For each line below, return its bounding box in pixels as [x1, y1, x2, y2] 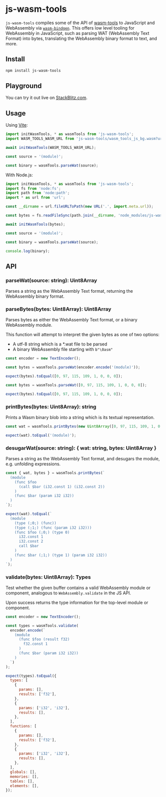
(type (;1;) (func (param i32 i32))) [14, 525, 92, 530]
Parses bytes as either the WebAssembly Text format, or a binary [5, 317, 137, 323]
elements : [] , [10, 783, 39, 788]
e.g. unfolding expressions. [5, 461, 61, 467]
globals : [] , [10, 769, 37, 774]
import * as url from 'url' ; [5, 195, 66, 200]
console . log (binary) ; [5, 248, 50, 253]
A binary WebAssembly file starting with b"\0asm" [12, 347, 113, 352]
